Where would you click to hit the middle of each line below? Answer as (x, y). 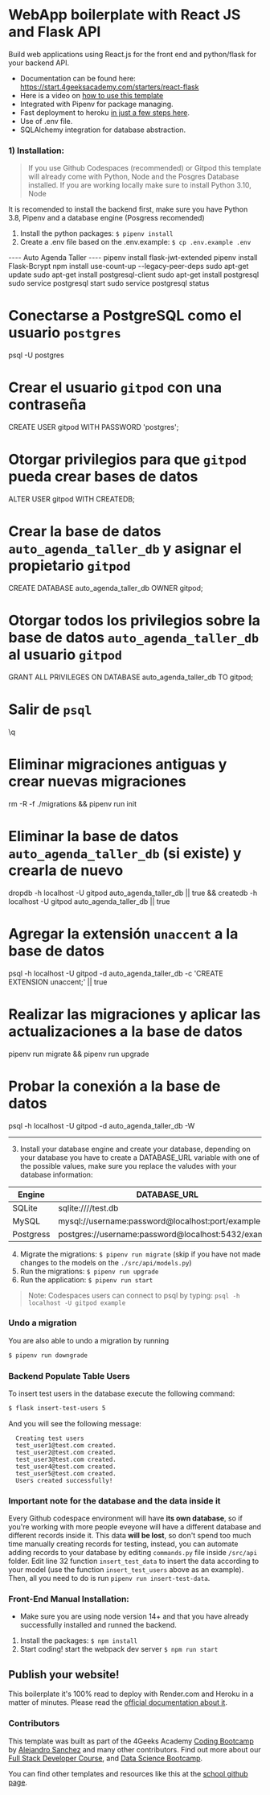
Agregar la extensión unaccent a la (123, 933)
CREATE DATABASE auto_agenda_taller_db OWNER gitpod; (106, 588)
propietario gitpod (70, 566)
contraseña (47, 405)
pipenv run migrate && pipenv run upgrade (79, 1054)
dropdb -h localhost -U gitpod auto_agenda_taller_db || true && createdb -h (133, 893)
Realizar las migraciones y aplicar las (135, 1014)
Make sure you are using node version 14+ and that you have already (134, 1616)
